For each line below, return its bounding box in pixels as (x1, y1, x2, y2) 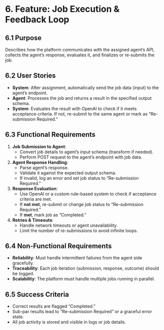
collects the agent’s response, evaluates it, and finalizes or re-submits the (5, 52, 155, 58)
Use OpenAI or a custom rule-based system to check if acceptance (19, 191, 157, 197)
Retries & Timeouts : (12, 217, 54, 223)
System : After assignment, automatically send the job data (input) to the (12, 84, 159, 90)
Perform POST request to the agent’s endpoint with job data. (19, 154, 142, 160)
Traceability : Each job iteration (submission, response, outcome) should (12, 265, 159, 271)
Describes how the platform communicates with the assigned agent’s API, (5, 47, 155, 52)
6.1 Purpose (5, 34, 42, 42)
